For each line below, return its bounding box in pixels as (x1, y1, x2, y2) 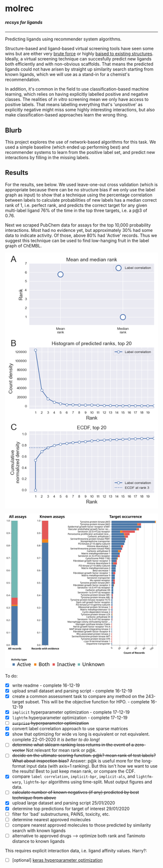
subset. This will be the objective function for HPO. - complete (25, 698, 150, 704)
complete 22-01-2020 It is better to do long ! (12, 736, 100, 743)
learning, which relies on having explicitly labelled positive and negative (5, 91, 148, 97)
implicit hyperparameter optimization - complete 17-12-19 (12, 709, 130, 715)
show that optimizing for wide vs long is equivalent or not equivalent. (12, 731, 150, 737)
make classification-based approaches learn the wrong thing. (5, 112, 128, 118)
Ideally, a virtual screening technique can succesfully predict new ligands (5, 56, 152, 62)
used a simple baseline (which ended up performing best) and (5, 144, 130, 150)
